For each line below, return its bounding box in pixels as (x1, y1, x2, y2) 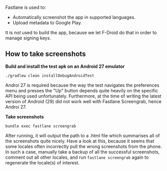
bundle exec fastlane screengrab (5, 124, 76, 129)
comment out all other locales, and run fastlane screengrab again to (5, 154, 149, 160)
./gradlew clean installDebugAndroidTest (5, 73, 95, 78)
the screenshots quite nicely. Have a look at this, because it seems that (5, 138, 154, 144)
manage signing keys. (5, 35, 51, 41)
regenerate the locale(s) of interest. (5, 159, 80, 165)
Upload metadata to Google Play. (12, 20, 82, 26)
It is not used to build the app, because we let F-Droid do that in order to (5, 30, 157, 35)
